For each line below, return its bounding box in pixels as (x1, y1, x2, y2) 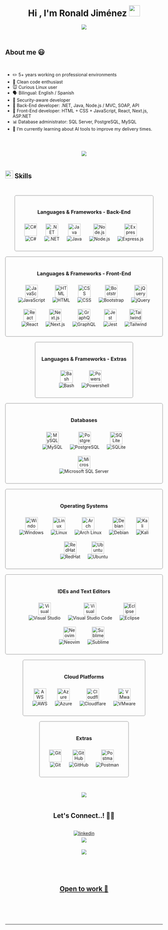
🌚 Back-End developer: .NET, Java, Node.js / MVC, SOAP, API (12, 102, 139, 108)
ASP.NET (12, 113, 31, 119)
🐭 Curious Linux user (12, 84, 57, 90)
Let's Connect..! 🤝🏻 (53, 811, 115, 820)
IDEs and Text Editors (57, 588, 111, 595)
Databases (70, 417, 97, 424)
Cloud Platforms (63, 673, 104, 680)
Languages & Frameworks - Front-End (36, 270, 131, 277)
